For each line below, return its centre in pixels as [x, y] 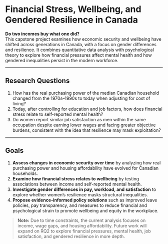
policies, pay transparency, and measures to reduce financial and [80, 205]
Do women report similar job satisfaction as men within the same [79, 119]
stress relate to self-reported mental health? [58, 114]
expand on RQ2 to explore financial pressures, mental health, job [84, 231]
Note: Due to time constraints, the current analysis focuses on [81, 220]
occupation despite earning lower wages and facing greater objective [84, 125]
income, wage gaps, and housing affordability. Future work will [82, 225]
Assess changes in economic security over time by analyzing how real [86, 163]
